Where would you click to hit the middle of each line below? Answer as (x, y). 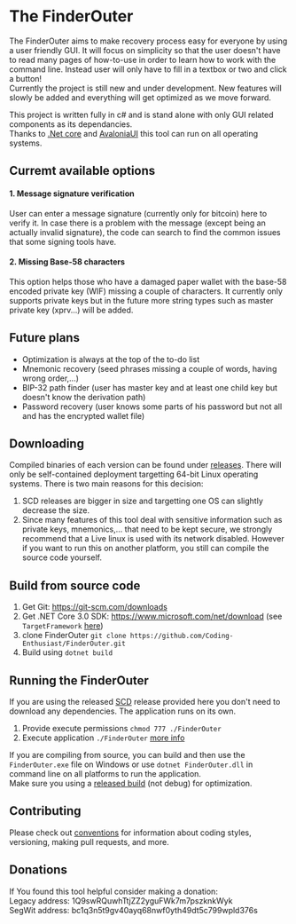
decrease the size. (56, 510)
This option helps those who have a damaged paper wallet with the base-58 (148, 281)
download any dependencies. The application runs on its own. (123, 711)
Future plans (44, 338)
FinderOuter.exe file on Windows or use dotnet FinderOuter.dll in (131, 764)
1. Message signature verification (72, 193)
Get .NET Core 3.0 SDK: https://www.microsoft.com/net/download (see (152, 616)
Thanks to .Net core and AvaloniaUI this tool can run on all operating (134, 133)
